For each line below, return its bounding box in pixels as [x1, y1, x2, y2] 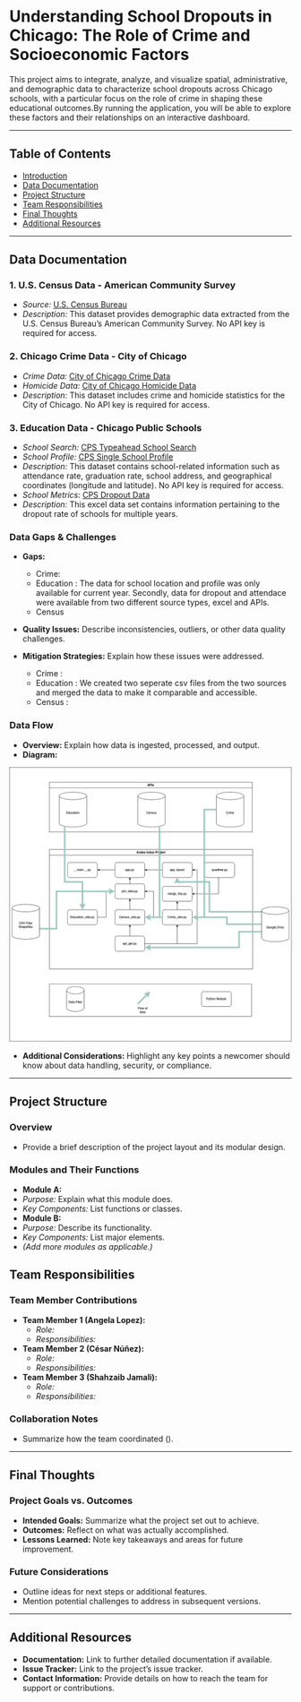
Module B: [21, 1212, 62, 1224]
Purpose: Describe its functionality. [21, 1222, 152, 1233]
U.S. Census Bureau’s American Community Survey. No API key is [21, 318, 266, 329]
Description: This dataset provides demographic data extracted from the [21, 309, 290, 320]
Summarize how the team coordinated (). [21, 1433, 174, 1444]
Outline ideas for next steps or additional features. [21, 1586, 208, 1596]
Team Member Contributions [9, 1294, 138, 1307]
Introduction [21, 170, 68, 181]
